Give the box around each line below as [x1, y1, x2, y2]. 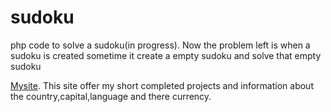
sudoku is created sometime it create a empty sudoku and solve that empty [10, 49, 322, 61]
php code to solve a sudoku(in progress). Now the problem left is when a [10, 39, 311, 51]
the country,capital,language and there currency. [10, 90, 212, 102]
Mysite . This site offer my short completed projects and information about [10, 79, 314, 91]
